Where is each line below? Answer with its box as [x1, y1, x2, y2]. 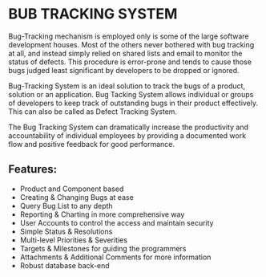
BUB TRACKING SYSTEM [8, 5, 178, 23]
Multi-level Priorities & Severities [19, 234, 128, 245]
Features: [8, 162, 58, 177]
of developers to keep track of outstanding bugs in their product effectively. [8, 98, 259, 108]
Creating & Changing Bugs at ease [19, 192, 134, 202]
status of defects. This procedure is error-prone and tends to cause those [8, 57, 252, 67]
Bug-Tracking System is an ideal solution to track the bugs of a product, [8, 81, 246, 91]
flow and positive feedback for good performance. [8, 139, 175, 149]
